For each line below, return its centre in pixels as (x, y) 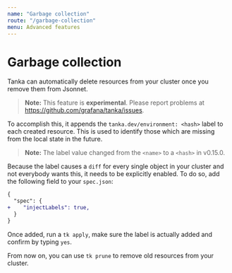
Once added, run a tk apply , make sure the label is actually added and (110, 234)
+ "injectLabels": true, (49, 208)
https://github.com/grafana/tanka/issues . (84, 110)
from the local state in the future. (55, 139)
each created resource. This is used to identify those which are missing (111, 132)
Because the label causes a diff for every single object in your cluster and (116, 166)
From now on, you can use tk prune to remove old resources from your (110, 255)
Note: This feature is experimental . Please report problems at (114, 103)
